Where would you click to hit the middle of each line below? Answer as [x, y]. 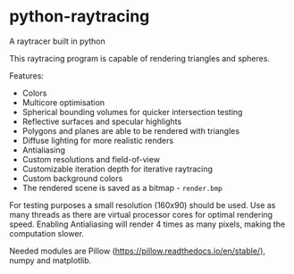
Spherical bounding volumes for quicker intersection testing [132, 112]
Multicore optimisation [63, 102]
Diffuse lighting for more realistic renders [98, 140]
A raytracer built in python [57, 41]
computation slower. [47, 233]
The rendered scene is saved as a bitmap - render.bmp [122, 187]
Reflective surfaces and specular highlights [102, 121]
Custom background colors [72, 178]
